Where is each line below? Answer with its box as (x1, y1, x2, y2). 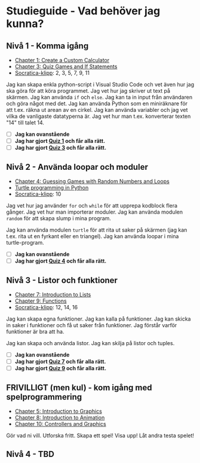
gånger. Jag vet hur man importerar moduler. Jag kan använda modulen (6, 208, 183, 215)
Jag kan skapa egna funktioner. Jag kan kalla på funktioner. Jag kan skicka (6, 315, 191, 322)
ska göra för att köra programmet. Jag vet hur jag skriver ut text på (6, 87, 171, 94)
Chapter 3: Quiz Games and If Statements (14, 63, 118, 70)
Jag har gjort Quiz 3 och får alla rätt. (14, 144, 106, 151)
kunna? (6, 17, 44, 31)
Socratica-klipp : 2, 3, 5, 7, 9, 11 (14, 69, 90, 76)
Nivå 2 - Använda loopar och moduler (6, 162, 148, 172)
